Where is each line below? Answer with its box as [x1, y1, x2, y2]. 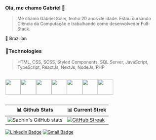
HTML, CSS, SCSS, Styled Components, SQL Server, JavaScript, [17, 59, 149, 65]
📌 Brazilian [5, 35, 27, 41]
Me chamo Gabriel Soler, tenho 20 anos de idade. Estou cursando [17, 16, 152, 22]
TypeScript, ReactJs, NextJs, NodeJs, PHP [17, 64, 105, 70]
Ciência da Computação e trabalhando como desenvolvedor [17, 21, 140, 27]
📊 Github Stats [17, 106, 53, 113]
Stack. [17, 26, 31, 32]
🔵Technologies [5, 48, 42, 55]
